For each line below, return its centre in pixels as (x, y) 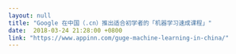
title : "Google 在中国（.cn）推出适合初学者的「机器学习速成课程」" (110, 23)
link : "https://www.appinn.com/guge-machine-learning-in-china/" (118, 38)
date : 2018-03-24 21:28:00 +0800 (66, 30)
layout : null (30, 15)
